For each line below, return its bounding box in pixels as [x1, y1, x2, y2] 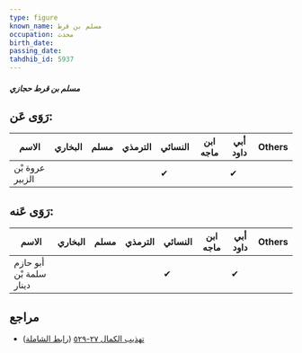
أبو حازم [13, 257, 45, 269]
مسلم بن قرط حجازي [9, 83, 81, 93]
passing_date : [9, 47, 63, 56]
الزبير [13, 172, 35, 185]
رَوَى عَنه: [9, 203, 54, 218]
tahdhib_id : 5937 [9, 55, 75, 64]
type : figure [9, 13, 58, 22]
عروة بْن [13, 162, 46, 174]
